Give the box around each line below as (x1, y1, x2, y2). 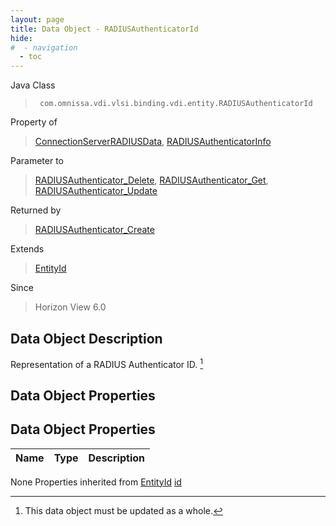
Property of (10, 116, 58, 128)
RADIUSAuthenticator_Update (34, 185, 158, 197)
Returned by (10, 204, 62, 216)
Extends (10, 243, 45, 255)
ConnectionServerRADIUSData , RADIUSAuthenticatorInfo (34, 136, 272, 148)
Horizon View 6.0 (34, 301, 107, 313)
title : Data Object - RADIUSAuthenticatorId (10, 24, 199, 34)
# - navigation (10, 42, 78, 53)
